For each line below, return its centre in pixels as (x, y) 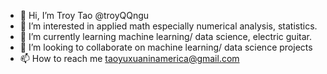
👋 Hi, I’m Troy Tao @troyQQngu (84, 15)
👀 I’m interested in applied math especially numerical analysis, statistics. (168, 26)
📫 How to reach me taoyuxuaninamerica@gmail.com (129, 58)
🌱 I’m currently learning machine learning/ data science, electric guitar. (165, 36)
